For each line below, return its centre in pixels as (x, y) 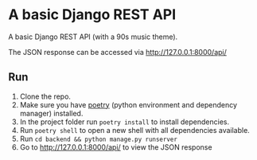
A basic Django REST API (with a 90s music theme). (93, 37)
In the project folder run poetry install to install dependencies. (125, 122)
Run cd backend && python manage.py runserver (98, 139)
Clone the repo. (45, 96)
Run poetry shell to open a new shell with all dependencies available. (135, 130)
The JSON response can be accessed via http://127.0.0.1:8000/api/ (117, 52)
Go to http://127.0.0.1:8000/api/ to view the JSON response (116, 147)
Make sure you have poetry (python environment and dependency (128, 104)
